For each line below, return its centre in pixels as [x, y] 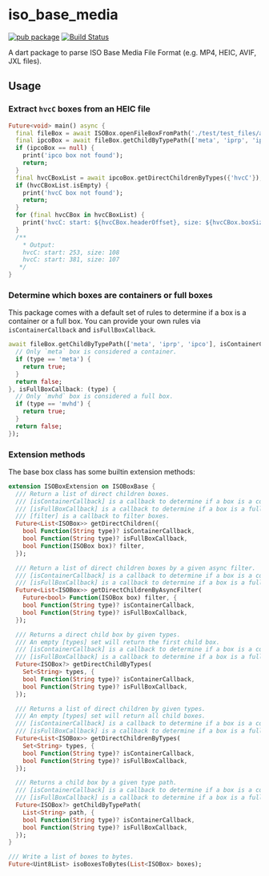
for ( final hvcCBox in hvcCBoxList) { [80, 215]
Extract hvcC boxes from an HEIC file [79, 109]
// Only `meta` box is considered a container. [96, 352]
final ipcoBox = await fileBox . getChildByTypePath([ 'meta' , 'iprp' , [132, 141]
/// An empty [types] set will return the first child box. [118, 642]
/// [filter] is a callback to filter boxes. [93, 516]
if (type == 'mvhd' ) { [53, 404]
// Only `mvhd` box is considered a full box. [94, 397]
